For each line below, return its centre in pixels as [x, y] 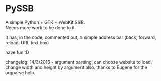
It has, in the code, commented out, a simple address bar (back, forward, [81, 37]
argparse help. [20, 72]
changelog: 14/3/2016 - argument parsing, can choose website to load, [79, 62]
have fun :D [17, 52]
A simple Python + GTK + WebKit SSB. [45, 22]
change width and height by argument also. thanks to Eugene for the [76, 67]
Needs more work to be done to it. [41, 27]
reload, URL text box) [27, 42]
